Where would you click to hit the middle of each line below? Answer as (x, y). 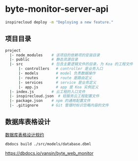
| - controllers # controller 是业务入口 (61, 69)
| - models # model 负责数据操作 (57, 73)
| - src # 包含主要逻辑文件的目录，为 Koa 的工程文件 (71, 64)
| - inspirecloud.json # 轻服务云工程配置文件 (54, 96)
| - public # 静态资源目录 (44, 60)
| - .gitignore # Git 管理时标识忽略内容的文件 (59, 105)
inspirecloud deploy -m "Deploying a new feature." (59, 22)
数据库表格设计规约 (25, 134)
